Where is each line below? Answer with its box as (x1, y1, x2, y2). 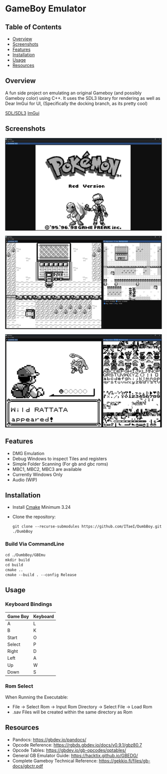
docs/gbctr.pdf (12, 763, 43, 769)
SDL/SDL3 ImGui (5, 110, 40, 116)
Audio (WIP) (12, 476, 37, 482)
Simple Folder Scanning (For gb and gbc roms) (12, 461, 108, 467)
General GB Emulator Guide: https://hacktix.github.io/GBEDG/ (12, 752, 138, 758)
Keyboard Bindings (5, 601, 52, 608)
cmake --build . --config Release (5, 572, 77, 577)
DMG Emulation (12, 450, 45, 456)
